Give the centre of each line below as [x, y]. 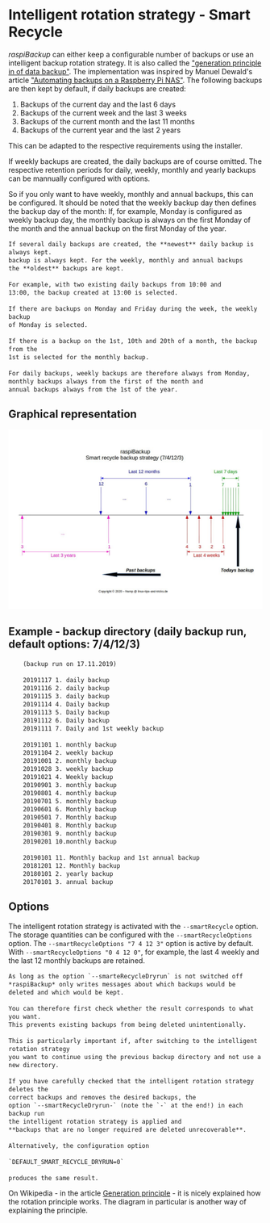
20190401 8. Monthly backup [70, 825]
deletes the [28, 1089]
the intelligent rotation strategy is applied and [95, 1121]
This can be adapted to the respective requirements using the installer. [126, 145]
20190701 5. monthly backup [70, 801]
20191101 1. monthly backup [70, 744]
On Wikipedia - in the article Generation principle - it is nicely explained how [135, 1193]
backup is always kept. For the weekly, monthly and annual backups [126, 260]
